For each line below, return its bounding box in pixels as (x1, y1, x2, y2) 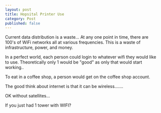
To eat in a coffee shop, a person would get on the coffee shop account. (5, 74, 150, 80)
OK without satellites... (5, 93, 50, 99)
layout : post (5, 7, 32, 12)
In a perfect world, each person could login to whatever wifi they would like (5, 54, 157, 60)
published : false (5, 21, 40, 26)
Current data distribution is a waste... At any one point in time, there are (5, 34, 149, 40)
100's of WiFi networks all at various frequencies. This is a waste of (5, 40, 141, 45)
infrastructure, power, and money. (5, 45, 73, 50)
